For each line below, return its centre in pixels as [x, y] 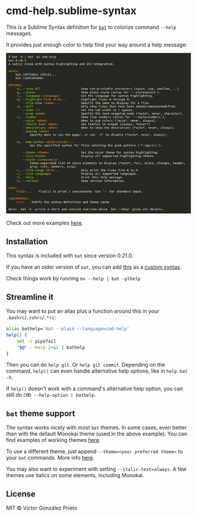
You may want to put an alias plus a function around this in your [83, 311]
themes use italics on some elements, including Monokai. [75, 475]
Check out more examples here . [45, 223]
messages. [19, 33]
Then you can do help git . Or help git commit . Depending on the [86, 365]
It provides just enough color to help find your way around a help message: [97, 45]
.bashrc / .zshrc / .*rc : [31, 317]
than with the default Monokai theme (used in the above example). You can [97, 434]
